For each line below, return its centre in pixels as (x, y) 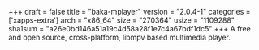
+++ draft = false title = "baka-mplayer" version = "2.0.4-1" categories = (129, 12)
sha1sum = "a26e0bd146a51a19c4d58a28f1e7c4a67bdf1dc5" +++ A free (130, 29)
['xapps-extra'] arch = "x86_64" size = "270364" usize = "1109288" (122, 20)
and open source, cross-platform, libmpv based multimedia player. (120, 37)
